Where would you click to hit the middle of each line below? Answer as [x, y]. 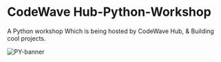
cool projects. [27, 38]
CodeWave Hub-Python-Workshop [109, 12]
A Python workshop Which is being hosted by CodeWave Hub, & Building [111, 31]
